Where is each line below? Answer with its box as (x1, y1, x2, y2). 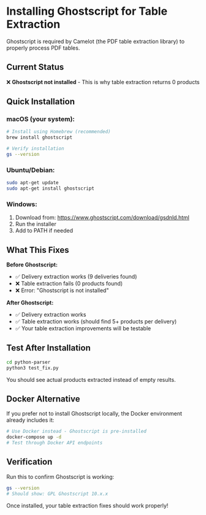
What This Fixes (6, 244, 69, 255)
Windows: (6, 199, 38, 208)
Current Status (6, 62, 64, 72)
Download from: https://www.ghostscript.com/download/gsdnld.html (15, 214, 190, 222)
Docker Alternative (6, 394, 80, 405)
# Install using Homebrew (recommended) (6, 129, 112, 135)
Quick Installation (6, 96, 75, 107)
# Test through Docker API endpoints (6, 440, 103, 446)
